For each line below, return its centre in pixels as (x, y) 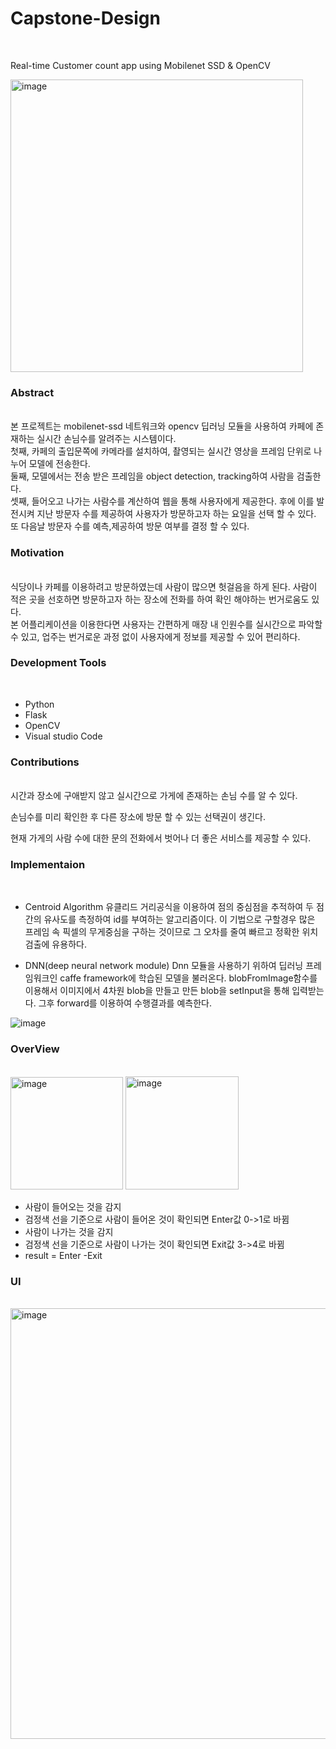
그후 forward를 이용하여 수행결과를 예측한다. (125, 1003)
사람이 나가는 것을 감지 (69, 1231)
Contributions (45, 762)
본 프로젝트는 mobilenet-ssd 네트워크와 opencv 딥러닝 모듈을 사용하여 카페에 (162, 426)
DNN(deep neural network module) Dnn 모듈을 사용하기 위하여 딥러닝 (164, 966)
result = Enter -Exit (63, 1255)
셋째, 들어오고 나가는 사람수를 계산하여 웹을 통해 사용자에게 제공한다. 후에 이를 (162, 501)
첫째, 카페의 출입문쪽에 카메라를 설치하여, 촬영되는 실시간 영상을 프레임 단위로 (161, 451)
